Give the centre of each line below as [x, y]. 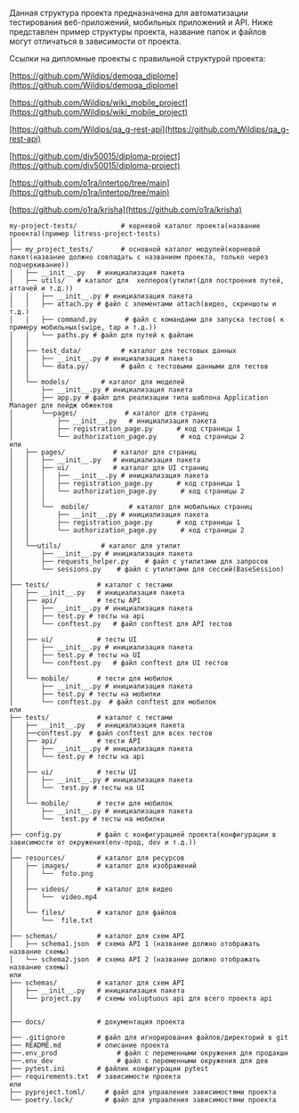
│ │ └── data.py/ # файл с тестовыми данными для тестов [139, 367]
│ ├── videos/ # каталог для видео [91, 889]
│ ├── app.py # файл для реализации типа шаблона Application [139, 398]
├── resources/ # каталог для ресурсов [97, 858]
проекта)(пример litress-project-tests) [85, 234]
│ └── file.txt [51, 920]
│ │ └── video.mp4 [53, 897]
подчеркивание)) [39, 265]
